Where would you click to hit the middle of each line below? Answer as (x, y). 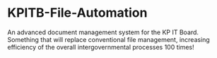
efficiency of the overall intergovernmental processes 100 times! (101, 47)
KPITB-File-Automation (77, 13)
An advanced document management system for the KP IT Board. (103, 32)
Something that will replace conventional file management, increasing (108, 39)
